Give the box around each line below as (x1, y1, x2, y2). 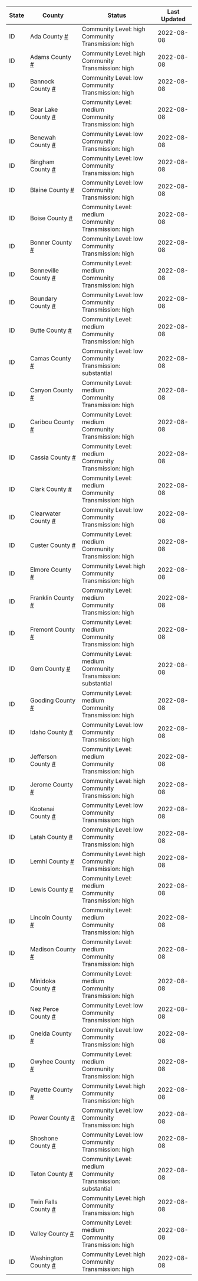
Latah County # (29, 833, 73, 841)
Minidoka (29, 977, 56, 985)
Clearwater (29, 509, 61, 518)
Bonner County (29, 239, 72, 246)
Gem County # (29, 665, 71, 672)
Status (107, 11, 127, 19)
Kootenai (29, 805, 55, 813)
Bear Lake (29, 106, 58, 113)
